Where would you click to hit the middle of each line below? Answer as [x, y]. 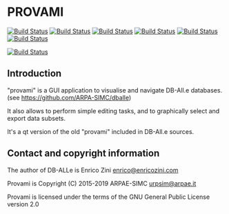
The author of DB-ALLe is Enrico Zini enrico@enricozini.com [93, 170]
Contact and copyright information [83, 154]
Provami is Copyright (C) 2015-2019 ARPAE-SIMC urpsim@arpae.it [102, 183]
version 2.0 [23, 204]
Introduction [34, 74]
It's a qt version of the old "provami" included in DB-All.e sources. [101, 131]
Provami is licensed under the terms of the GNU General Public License [109, 197]
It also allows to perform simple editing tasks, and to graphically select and [113, 110]
